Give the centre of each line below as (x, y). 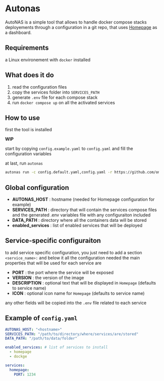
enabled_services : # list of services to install (57, 347)
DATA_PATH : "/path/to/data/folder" (41, 338)
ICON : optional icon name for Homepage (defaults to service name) (78, 293)
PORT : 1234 (25, 374)
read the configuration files (39, 87)
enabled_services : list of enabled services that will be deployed (77, 225)
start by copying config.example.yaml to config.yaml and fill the (69, 149)
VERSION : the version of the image (48, 278)
